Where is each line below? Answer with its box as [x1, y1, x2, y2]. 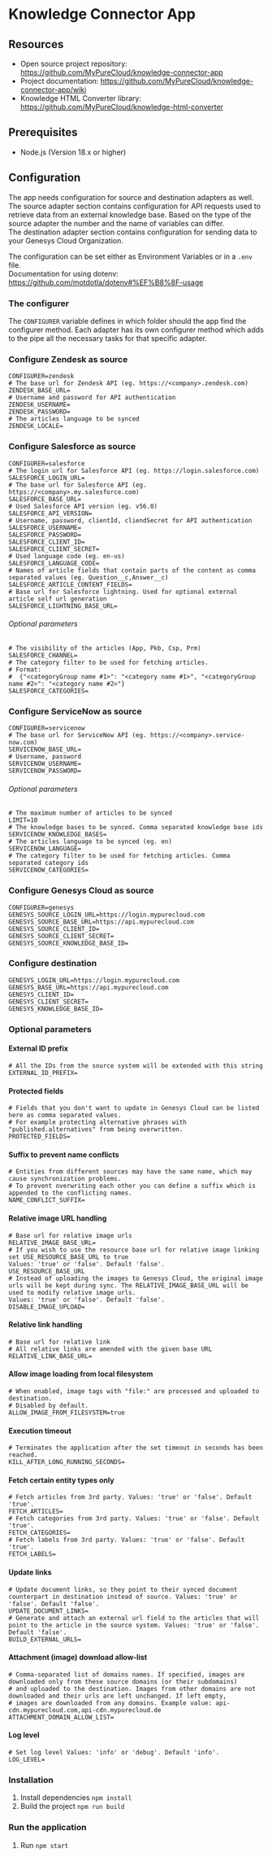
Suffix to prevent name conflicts [8, 1149, 119, 1160]
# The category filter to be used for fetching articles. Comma [8, 852, 231, 860]
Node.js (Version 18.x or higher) [19, 147, 127, 157]
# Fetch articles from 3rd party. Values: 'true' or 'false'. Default [8, 1493, 253, 1501]
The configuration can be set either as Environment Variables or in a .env [8, 251, 253, 261]
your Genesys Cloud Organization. [8, 235, 124, 245]
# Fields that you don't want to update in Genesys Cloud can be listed [8, 1104, 260, 1112]
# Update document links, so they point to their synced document [8, 1585, 238, 1593]
